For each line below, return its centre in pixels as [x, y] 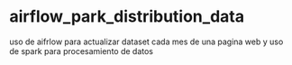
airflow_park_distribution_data [127, 17]
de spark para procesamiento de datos [81, 51]
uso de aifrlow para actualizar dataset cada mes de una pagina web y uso [146, 42]
